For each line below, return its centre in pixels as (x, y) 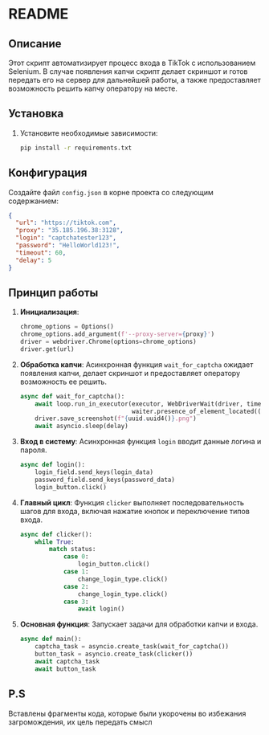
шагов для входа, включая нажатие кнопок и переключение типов (135, 511)
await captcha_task (67, 661)
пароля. (33, 450)
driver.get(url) (47, 349)
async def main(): (51, 639)
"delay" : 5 (34, 260)
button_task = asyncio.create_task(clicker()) (114, 654)
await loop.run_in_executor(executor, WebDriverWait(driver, (139, 404)
